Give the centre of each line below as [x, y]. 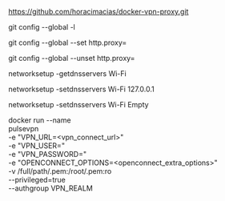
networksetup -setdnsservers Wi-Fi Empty [79, 105]
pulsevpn [24, 129]
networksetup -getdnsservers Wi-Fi [67, 74]
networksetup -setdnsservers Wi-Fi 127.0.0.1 [81, 89]
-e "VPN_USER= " [37, 146]
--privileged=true [37, 180]
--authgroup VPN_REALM [51, 188]
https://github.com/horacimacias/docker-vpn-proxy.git [98, 12]
